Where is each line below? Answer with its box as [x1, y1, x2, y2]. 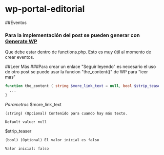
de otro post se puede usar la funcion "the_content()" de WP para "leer [5, 69, 148, 75]
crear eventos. [5, 54, 34, 60]
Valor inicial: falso [5, 146, 49, 151]
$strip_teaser [5, 128, 32, 134]
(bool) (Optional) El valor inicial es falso [5, 137, 99, 142]
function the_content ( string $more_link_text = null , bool [5, 84, 132, 89]
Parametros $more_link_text [5, 101, 62, 107]
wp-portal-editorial [5, 3, 85, 15]
